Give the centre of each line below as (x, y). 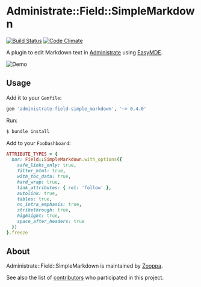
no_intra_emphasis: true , (50, 205)
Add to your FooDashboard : (39, 143)
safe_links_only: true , (47, 165)
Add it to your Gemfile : (34, 97)
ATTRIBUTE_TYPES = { (32, 154)
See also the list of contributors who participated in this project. (85, 278)
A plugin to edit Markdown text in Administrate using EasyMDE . (85, 52)
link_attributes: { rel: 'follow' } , (64, 188)
